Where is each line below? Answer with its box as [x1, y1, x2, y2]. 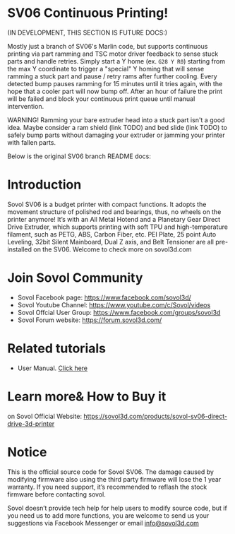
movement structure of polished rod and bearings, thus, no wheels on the [7, 207, 222, 216]
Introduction [7, 177, 82, 193]
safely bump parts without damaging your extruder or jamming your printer [7, 131, 226, 139]
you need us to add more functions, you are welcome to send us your [7, 511, 210, 520]
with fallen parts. [7, 138, 56, 146]
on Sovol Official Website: [7, 412, 83, 420]
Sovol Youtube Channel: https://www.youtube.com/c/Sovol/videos [17, 300, 211, 309]
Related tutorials [7, 340, 106, 356]
